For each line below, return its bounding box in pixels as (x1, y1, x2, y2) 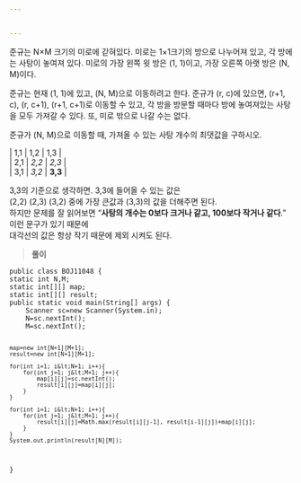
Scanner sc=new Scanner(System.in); (25, 306, 164, 315)
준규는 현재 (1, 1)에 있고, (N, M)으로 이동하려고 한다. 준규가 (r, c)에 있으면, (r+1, (9, 87, 286, 99)
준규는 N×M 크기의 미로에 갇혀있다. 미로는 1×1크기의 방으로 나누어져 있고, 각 (9, 46, 277, 57)
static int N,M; (9, 275, 70, 284)
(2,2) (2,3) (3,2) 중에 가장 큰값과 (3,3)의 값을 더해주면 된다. (9, 196, 217, 206)
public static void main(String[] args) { (9, 298, 171, 307)
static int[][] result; (9, 290, 99, 299)
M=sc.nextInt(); (25, 321, 87, 330)
